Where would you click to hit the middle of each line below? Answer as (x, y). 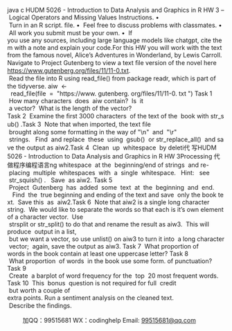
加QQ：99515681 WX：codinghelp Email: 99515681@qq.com (109, 320)
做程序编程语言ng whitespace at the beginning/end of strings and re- (108, 165)
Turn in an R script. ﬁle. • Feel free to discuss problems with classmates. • (115, 25)
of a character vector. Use (45, 217)
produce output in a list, (42, 232)
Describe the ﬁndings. (40, 305)
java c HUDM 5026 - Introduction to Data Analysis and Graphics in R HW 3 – (116, 10)
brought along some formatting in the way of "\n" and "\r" (93, 132)
